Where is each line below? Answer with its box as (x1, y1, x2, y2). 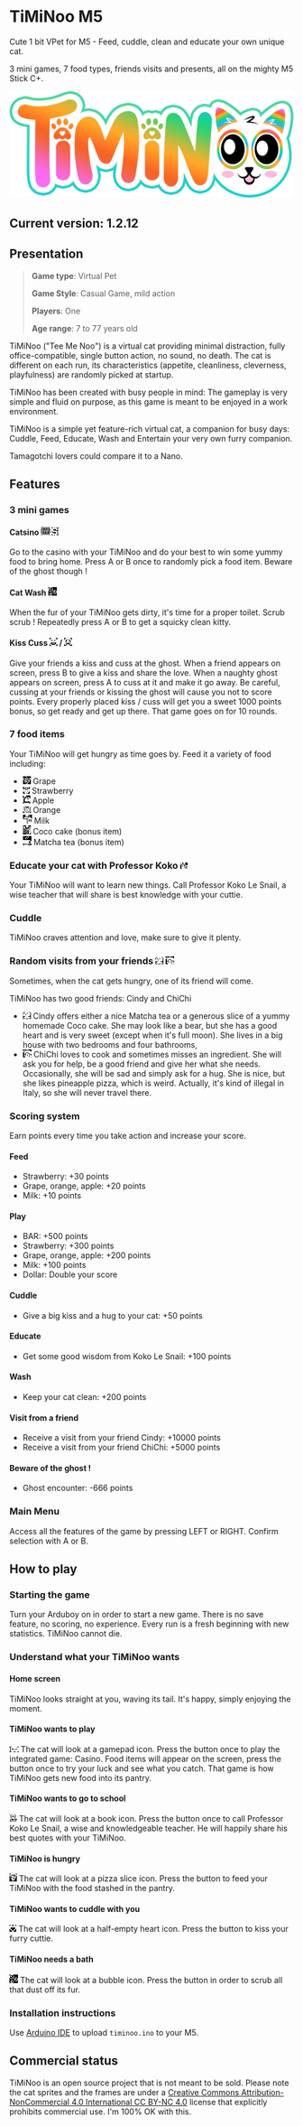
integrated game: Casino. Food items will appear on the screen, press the (9, 1753, 282, 1764)
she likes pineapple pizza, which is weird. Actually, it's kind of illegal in (22, 1077, 284, 1088)
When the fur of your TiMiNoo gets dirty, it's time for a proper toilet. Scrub (9, 607, 286, 618)
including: (9, 758, 47, 769)
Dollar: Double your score (22, 1269, 118, 1280)
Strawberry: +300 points (22, 1240, 115, 1252)
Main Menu (9, 1506, 60, 1518)
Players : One (31, 305, 81, 316)
